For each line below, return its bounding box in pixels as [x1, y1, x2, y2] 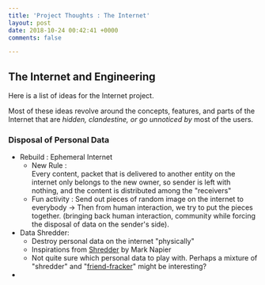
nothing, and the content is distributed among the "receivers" [31, 186, 232, 196]
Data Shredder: [19, 228, 70, 237]
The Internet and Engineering [8, 70, 156, 83]
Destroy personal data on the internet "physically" [31, 237, 195, 246]
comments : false [8, 33, 62, 42]
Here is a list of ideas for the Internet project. [8, 91, 154, 101]
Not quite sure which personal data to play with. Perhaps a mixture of [31, 253, 258, 263]
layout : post [8, 19, 51, 27]
